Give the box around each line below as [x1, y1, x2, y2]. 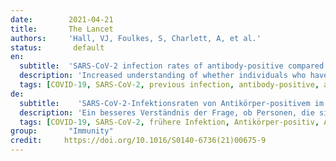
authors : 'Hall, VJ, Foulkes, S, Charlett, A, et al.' [10, 33, 262, 43]
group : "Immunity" [10, 126, 114, 136]
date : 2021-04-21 [10, 14, 114, 25]
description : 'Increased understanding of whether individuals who [19, 71, 307, 81]
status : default [10, 42, 105, 53]
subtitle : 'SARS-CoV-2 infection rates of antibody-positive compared [19, 61, 325, 71]
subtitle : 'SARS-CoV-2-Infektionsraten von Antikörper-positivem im [19, 98, 325, 108]
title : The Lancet [10, 24, 114, 34]
